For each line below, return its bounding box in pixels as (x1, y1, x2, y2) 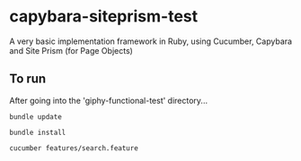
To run (9, 72, 47, 87)
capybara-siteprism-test (9, 6, 199, 27)
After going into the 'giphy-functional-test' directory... (9, 95, 208, 106)
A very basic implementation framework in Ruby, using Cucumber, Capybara (9, 36, 293, 47)
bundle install (9, 128, 66, 137)
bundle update (9, 112, 63, 122)
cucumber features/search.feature (9, 143, 139, 153)
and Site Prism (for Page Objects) (9, 45, 133, 55)
